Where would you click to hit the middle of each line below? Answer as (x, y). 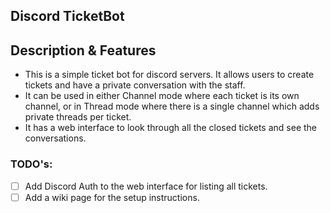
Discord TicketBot (67, 16)
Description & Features (83, 50)
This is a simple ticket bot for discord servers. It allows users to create (169, 75)
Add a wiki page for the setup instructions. (112, 197)
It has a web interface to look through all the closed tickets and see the (171, 128)
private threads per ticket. (78, 117)
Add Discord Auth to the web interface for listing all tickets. (146, 186)
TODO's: (31, 164)
